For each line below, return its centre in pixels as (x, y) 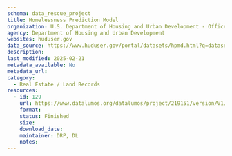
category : (21, 78)
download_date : (41, 129)
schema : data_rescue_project (49, 13)
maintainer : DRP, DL (49, 135)
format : (30, 110)
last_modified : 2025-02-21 (46, 59)
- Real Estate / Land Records (57, 84)
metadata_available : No (41, 65)
